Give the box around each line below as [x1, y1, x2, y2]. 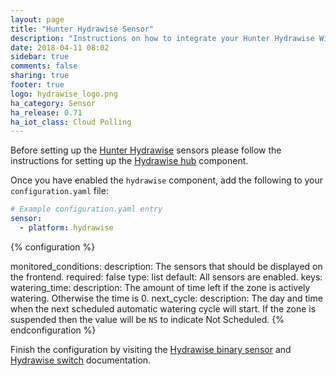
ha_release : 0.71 [10, 107, 83, 118]
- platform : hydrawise [19, 223, 114, 233]
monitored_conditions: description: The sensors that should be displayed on [10, 260, 323, 272]
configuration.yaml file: [10, 185, 109, 197]
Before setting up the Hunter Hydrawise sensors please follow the [10, 144, 282, 156]
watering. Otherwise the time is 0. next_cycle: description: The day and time [10, 292, 323, 304]
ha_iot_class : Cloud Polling [10, 117, 132, 127]
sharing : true [10, 71, 70, 81]
